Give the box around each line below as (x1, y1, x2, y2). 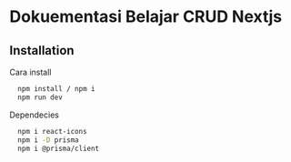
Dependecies (9, 109, 59, 120)
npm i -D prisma (17, 135, 79, 145)
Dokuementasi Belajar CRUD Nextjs (9, 6, 283, 27)
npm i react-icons (17, 127, 88, 136)
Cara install (9, 66, 52, 77)
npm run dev (17, 93, 64, 102)
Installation (9, 43, 75, 58)
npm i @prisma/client (17, 144, 100, 153)
